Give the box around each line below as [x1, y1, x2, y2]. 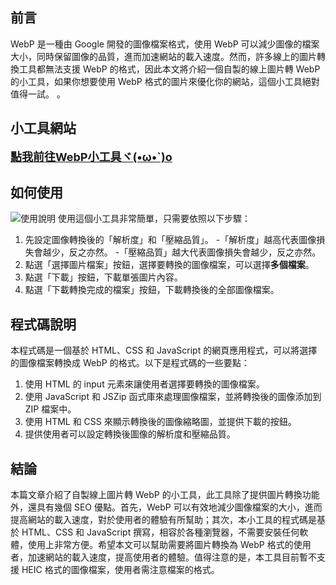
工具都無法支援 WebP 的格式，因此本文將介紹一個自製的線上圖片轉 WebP [18, 63, 321, 75]
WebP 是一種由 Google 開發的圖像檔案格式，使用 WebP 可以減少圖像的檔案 [10, 38, 320, 50]
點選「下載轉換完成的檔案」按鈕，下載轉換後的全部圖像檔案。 [24, 284, 280, 296]
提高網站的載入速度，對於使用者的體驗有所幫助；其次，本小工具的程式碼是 [10, 514, 317, 526]
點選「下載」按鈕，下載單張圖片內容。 [24, 271, 183, 283]
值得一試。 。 [10, 88, 66, 100]
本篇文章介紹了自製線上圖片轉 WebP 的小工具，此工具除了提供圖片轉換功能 [10, 489, 320, 501]
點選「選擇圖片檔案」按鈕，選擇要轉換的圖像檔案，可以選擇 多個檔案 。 [24, 259, 315, 271]
